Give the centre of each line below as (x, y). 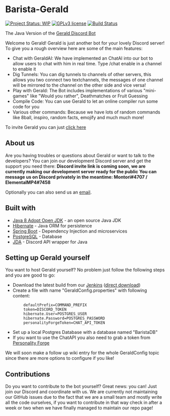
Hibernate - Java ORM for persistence (52, 225)
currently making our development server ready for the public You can (81, 171)
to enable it (24, 69)
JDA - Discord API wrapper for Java (50, 242)
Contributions (28, 374)
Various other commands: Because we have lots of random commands (86, 112)
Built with (20, 208)
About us (20, 143)
